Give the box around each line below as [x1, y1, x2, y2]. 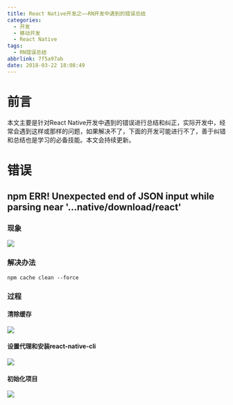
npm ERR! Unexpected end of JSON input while [7, 190, 215, 202]
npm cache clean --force [7, 274, 79, 281]
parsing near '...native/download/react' [7, 201, 182, 213]
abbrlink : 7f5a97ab [7, 56, 64, 63]
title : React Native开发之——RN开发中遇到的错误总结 [7, 10, 146, 17]
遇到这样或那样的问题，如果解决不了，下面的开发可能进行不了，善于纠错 [19, 126, 226, 135]
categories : [7, 17, 42, 24]
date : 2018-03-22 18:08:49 [7, 62, 85, 69]
